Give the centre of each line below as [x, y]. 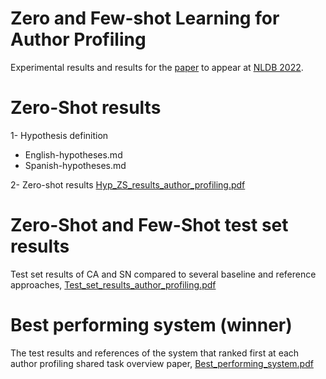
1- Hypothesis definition [59, 135]
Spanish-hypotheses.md [75, 165]
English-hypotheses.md [73, 154]
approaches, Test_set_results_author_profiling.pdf [113, 284]
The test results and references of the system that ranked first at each [155, 353]
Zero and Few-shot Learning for [145, 18]
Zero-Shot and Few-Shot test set [149, 225]
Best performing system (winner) [151, 325]
